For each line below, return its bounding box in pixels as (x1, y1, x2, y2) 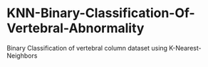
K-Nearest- (169, 43, 202, 52)
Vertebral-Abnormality (6, 20, 145, 36)
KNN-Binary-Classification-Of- (6, 5, 195, 21)
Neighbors (6, 51, 38, 60)
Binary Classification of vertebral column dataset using (6, 43, 168, 52)
